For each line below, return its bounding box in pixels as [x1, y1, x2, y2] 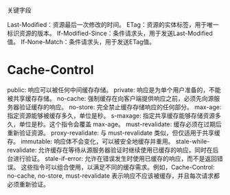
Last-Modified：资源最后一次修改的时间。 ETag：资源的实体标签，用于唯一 [7, 21, 220, 29]
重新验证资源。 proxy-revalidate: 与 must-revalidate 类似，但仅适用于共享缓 [7, 128, 221, 137]
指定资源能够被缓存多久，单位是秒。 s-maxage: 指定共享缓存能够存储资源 [7, 111, 216, 119]
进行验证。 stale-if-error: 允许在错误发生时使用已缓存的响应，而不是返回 [12, 154, 218, 163]
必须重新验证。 [7, 180, 49, 188]
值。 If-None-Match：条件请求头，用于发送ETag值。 [7, 38, 156, 46]
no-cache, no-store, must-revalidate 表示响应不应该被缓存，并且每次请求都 [7, 171, 220, 180]
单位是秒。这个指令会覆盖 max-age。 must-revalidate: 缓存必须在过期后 [19, 119, 222, 128]
